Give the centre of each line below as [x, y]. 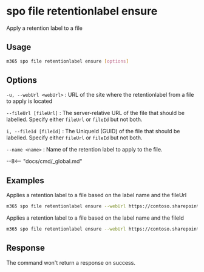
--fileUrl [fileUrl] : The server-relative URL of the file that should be [96, 113]
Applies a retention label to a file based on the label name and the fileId [95, 218]
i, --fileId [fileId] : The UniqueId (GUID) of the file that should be [93, 131]
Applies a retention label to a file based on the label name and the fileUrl [97, 195]
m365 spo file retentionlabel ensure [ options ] [68, 61]
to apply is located [29, 101]
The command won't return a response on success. [71, 262]
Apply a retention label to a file [45, 28]
